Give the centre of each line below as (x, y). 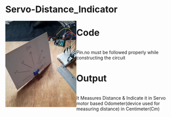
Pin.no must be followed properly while (117, 53)
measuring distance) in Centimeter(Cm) (118, 109)
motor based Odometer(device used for (118, 104)
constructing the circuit (101, 58)
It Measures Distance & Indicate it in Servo (121, 98)
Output (92, 78)
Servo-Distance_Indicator (61, 9)
